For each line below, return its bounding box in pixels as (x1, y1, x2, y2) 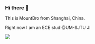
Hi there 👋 (5, 4, 29, 11)
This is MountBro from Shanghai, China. (5, 15, 85, 21)
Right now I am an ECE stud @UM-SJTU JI (5, 25, 91, 30)
